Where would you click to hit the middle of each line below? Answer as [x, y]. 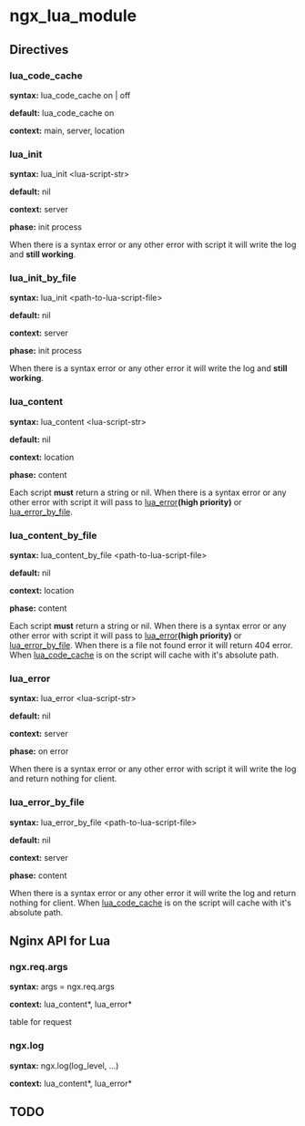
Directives [39, 50]
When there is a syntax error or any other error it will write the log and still [148, 368]
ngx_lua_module [73, 16]
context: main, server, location [67, 130]
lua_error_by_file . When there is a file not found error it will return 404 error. [151, 646]
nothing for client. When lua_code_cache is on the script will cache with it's [150, 903]
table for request [41, 1022]
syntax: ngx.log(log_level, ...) [64, 1065]
